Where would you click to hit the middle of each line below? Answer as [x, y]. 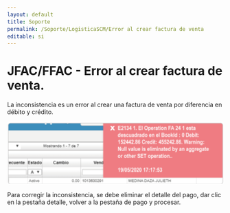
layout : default [30, 14]
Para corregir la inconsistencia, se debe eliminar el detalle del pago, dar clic [114, 195]
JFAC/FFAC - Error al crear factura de [115, 71]
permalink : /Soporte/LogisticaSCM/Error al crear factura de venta [106, 29]
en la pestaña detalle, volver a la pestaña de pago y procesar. [94, 202]
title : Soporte [29, 22]
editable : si [26, 36]
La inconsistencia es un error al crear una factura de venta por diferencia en [115, 105]
